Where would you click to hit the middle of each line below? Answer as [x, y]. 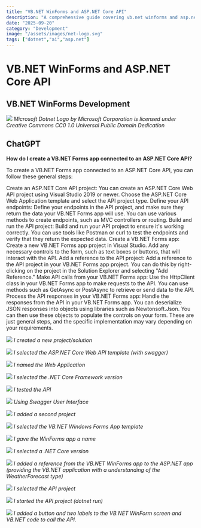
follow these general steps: [39, 176]
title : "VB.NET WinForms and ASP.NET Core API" [67, 12]
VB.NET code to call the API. [41, 519]
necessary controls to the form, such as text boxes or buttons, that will [93, 251]
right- [185, 264]
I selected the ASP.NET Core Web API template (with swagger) [91, 352]
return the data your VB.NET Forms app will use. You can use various [91, 213]
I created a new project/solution [53, 340]
